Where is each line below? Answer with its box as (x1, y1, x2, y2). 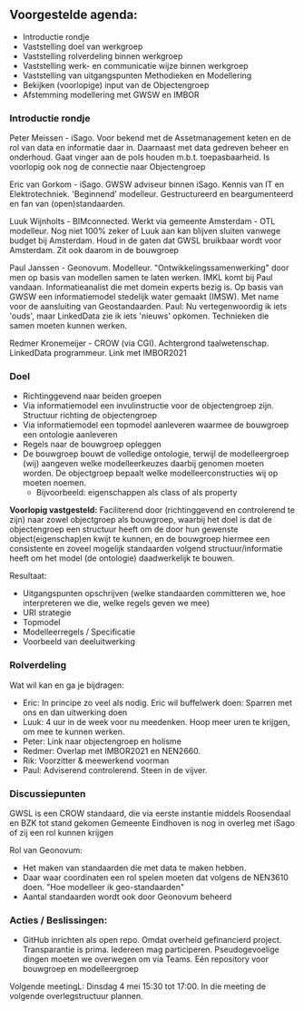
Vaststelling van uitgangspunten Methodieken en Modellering (22, 70, 252, 81)
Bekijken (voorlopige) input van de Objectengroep (22, 79, 210, 90)
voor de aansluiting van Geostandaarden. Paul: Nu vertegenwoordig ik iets (9, 301, 288, 312)
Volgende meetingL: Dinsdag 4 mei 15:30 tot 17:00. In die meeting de (9, 981, 266, 992)
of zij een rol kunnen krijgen (9, 828, 114, 838)
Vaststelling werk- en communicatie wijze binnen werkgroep (22, 60, 249, 71)
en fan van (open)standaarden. (9, 199, 125, 210)
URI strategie (22, 607, 72, 618)
